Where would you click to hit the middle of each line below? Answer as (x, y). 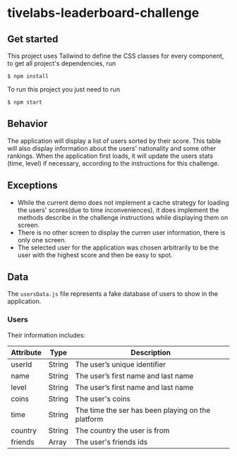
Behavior (28, 124)
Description (151, 352)
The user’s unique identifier (121, 364)
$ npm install (28, 76)
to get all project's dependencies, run (62, 63)
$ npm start (25, 102)
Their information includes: (47, 335)
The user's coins (103, 398)
